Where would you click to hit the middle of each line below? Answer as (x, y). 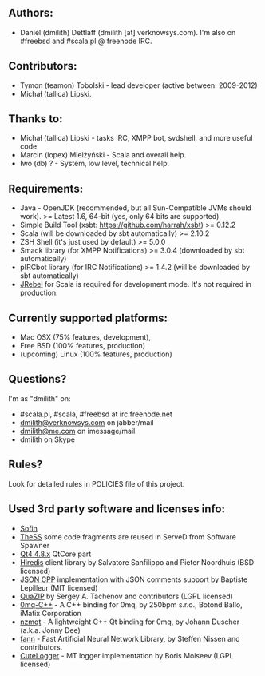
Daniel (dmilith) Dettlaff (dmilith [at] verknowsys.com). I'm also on (128, 32)
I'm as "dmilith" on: (40, 398)
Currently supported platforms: (88, 318)
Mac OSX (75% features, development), (85, 337)
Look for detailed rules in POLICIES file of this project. (97, 483)
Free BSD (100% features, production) (83, 346)
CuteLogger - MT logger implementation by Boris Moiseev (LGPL (127, 655)
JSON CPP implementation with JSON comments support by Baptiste (134, 579)
